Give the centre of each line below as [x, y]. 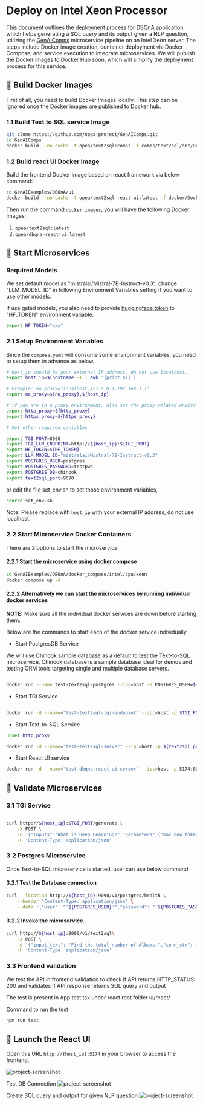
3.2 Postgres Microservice [46, 856]
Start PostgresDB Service [47, 643]
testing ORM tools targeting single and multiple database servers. [88, 668]
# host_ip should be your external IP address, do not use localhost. [97, 372]
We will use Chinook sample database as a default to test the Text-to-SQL [98, 655]
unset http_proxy [28, 735]
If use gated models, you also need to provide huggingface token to [91, 308]
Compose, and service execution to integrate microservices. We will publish [101, 53]
